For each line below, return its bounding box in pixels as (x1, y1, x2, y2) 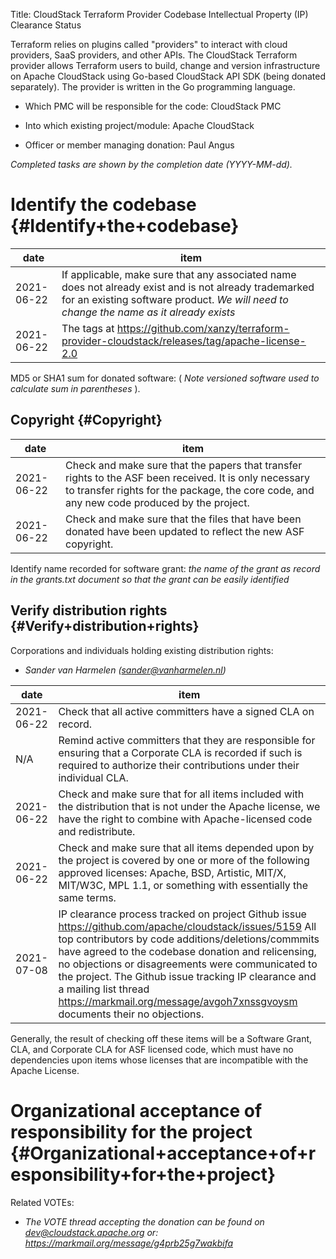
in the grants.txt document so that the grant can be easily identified (10, 573, 290, 585)
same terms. (58, 890, 117, 904)
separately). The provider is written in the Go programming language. (10, 81, 296, 93)
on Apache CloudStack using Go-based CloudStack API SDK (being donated (10, 70, 326, 82)
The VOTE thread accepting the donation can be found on (24, 1215, 265, 1228)
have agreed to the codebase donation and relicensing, (58, 944, 317, 958)
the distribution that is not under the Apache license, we (58, 799, 321, 813)
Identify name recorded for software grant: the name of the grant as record (10, 562, 321, 574)
